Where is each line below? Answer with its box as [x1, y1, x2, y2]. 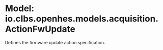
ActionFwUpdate [5, 24, 76, 34]
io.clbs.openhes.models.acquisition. [5, 13, 159, 24]
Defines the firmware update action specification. [5, 39, 106, 45]
